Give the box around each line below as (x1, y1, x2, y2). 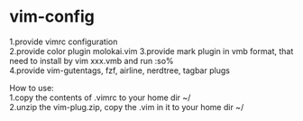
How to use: (9, 82, 54, 93)
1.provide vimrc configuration (9, 36, 118, 47)
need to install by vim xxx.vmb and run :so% (9, 55, 174, 66)
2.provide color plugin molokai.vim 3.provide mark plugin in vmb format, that (9, 45, 294, 56)
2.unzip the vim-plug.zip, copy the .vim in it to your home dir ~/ (9, 101, 244, 112)
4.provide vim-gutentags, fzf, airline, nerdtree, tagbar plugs (9, 65, 230, 76)
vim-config (9, 6, 95, 27)
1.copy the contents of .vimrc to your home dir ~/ (9, 92, 191, 103)
